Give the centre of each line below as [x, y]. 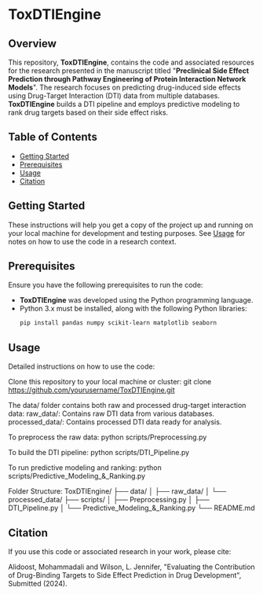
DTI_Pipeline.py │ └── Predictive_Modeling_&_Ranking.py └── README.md [131, 508]
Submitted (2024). [38, 583]
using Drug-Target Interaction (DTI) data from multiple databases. [114, 95]
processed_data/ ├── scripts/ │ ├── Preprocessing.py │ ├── [109, 500]
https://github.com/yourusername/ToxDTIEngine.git [91, 390]
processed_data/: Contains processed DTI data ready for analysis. [115, 422]
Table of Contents [53, 137]
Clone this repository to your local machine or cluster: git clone [110, 382]
